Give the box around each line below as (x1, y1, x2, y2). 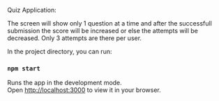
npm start (7, 64, 40, 72)
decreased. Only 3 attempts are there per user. (7, 34, 142, 42)
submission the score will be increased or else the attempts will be (7, 27, 199, 35)
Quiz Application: (7, 6, 57, 14)
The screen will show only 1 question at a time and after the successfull (7, 19, 213, 27)
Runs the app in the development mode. (7, 79, 122, 87)
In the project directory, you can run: (7, 48, 112, 55)
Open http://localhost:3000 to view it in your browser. (7, 86, 162, 94)
